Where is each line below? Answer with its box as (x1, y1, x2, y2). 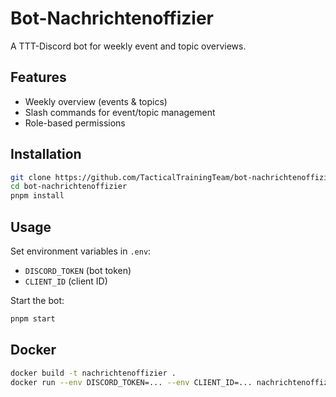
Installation (10, 146, 82, 163)
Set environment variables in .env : (10, 245, 152, 257)
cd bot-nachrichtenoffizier (10, 182, 128, 192)
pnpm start (10, 314, 56, 324)
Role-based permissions (24, 117, 126, 129)
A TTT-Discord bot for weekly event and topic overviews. (10, 40, 247, 52)
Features (10, 69, 67, 86)
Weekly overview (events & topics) (24, 95, 168, 107)
